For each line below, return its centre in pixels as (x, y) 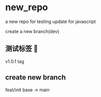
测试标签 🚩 (22, 49)
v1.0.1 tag (15, 61)
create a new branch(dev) (32, 31)
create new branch (36, 77)
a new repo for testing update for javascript (50, 21)
